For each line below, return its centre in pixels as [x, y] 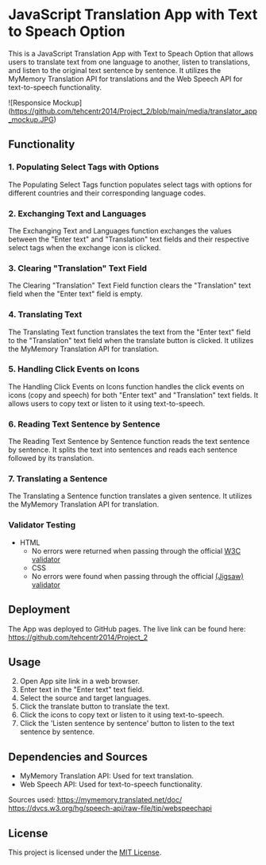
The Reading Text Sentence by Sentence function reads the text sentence [129, 442]
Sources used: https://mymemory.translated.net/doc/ [95, 800]
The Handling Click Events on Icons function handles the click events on [126, 386]
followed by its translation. [51, 458]
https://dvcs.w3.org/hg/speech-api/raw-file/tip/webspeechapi [110, 809]
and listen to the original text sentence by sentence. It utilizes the [114, 70]
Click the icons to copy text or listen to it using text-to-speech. [122, 715]
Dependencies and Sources [78, 757]
